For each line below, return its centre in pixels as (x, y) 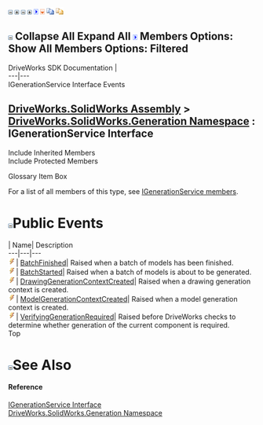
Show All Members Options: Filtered (98, 49)
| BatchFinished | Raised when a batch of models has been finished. (125, 262)
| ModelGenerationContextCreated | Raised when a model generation (127, 299)
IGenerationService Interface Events (67, 84)
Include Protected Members (53, 161)
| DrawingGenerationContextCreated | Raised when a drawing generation (133, 281)
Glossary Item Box (38, 176)
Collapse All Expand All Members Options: (124, 37)
